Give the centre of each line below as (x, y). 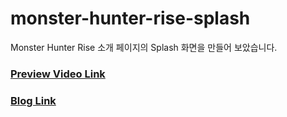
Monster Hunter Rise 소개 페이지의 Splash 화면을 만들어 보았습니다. (144, 47)
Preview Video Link (58, 74)
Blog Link (33, 100)
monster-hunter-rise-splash (130, 18)
